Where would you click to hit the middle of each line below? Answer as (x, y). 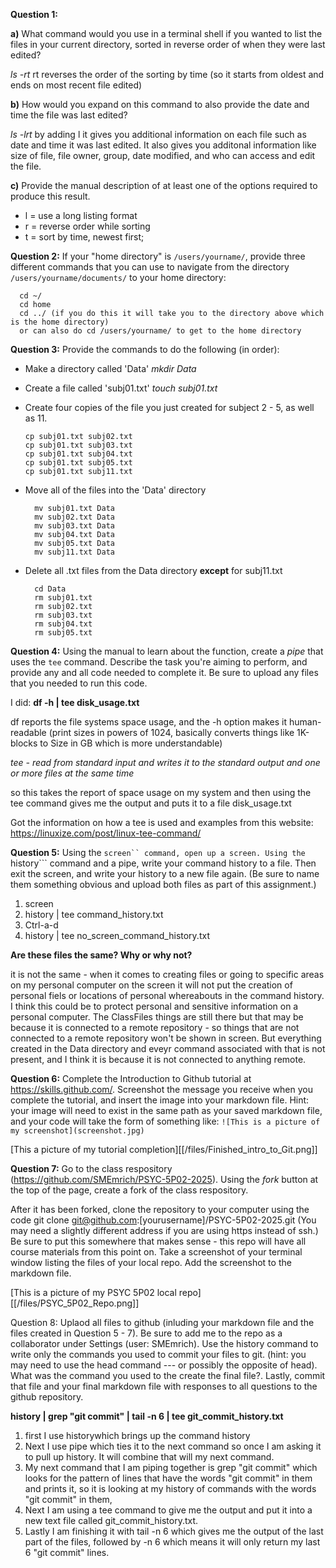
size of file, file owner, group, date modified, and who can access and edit (163, 155)
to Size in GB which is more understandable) (131, 743)
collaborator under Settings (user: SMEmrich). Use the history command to (164, 1343)
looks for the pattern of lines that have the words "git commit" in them (168, 1478)
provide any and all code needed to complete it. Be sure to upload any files (164, 672)
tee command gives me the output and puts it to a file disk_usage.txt (151, 803)
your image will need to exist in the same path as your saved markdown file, (166, 1110)
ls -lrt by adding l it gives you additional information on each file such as (158, 134)
